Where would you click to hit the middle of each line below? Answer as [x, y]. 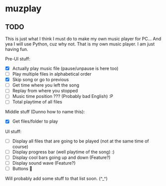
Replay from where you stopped [45, 91]
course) [20, 146]
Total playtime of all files [37, 102]
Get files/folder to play [35, 121]
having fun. [17, 49]
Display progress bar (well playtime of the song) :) [63, 152]
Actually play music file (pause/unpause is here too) [65, 68]
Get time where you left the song [46, 85]
